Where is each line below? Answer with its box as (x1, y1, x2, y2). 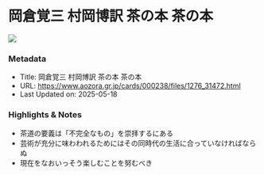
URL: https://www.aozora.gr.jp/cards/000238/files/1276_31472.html (19, 81, 241, 91)
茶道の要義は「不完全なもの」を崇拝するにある (19, 128, 173, 138)
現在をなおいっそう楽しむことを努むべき (19, 158, 153, 167)
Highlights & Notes (8, 109, 82, 120)
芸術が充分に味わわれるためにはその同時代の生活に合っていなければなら (19, 138, 257, 147)
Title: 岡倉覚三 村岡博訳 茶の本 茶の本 (19, 72, 142, 82)
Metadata (8, 53, 46, 64)
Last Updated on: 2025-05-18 (19, 89, 118, 99)
